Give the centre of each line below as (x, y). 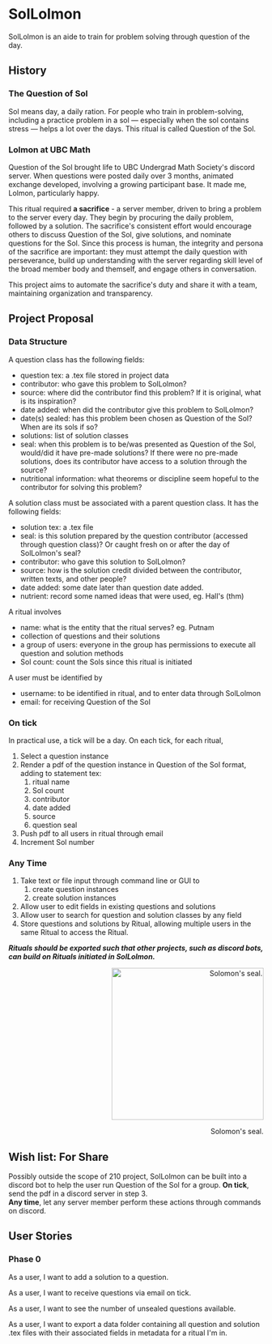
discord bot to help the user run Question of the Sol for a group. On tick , (129, 1185)
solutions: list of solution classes (74, 435)
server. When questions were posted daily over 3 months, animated (121, 176)
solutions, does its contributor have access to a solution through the (134, 461)
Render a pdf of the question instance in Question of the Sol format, (133, 764)
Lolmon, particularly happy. (54, 193)
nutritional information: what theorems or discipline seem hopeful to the (139, 478)
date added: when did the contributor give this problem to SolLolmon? (136, 409)
